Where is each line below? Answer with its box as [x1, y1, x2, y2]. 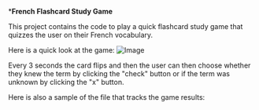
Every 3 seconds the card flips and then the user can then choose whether [8, 60, 251, 70]
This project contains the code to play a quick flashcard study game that [8, 22, 243, 31]
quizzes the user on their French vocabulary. [8, 31, 154, 39]
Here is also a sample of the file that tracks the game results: [8, 93, 205, 101]
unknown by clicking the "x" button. [8, 78, 124, 86]
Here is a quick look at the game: [8, 46, 116, 54]
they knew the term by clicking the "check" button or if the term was [8, 69, 231, 78]
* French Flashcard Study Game [8, 7, 113, 16]
